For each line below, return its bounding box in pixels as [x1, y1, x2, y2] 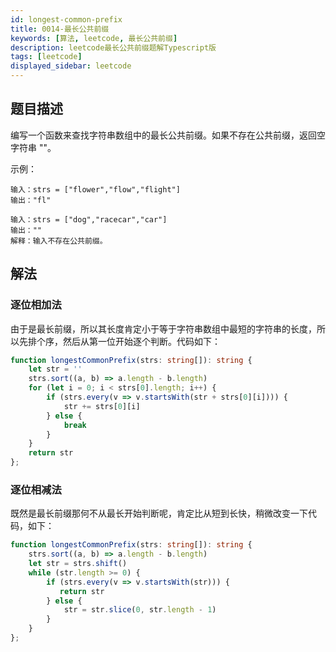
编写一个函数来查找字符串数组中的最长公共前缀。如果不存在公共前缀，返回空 [10, 129, 326, 141]
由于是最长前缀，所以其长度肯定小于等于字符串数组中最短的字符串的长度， [10, 322, 317, 335]
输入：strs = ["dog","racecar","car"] [10, 214, 168, 225]
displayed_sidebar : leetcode [10, 61, 132, 71]
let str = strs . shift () [28, 559, 128, 569]
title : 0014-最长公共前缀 [10, 24, 110, 34]
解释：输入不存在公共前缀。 [10, 236, 108, 246]
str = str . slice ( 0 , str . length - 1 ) [63, 605, 217, 615]
